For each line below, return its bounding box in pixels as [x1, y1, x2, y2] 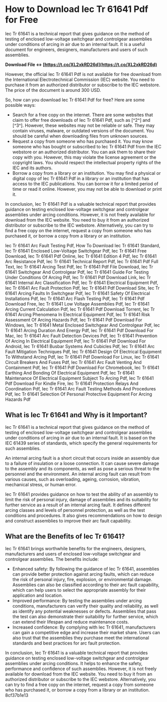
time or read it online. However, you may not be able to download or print [12, 186, 163, 192]
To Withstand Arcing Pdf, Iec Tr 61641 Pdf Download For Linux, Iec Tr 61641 [5, 353, 159, 360]
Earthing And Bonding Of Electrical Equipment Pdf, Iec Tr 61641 [5, 369, 135, 375]
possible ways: [5, 102, 36, 108]
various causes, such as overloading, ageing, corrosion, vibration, [5, 476, 140, 482]
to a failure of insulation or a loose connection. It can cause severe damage [5, 460, 159, 466]
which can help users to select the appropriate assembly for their [12, 587, 146, 593]
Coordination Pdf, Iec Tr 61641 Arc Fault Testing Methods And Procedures [5, 385, 156, 391]
